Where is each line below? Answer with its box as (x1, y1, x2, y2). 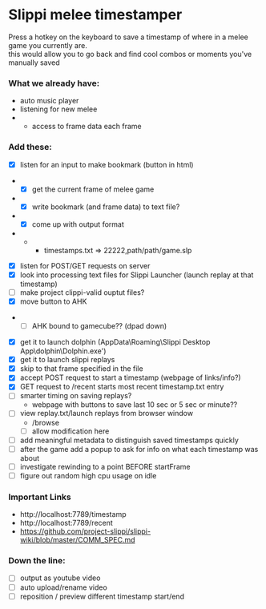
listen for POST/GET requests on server (19, 260, 151, 270)
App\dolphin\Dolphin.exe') (19, 346, 107, 356)
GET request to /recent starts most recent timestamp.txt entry (19, 382, 224, 392)
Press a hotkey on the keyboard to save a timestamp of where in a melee (8, 32, 248, 42)
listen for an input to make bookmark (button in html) (19, 159, 194, 169)
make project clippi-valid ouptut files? (19, 287, 145, 297)
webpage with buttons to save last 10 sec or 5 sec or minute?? (31, 400, 238, 409)
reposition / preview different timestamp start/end (19, 591, 184, 601)
